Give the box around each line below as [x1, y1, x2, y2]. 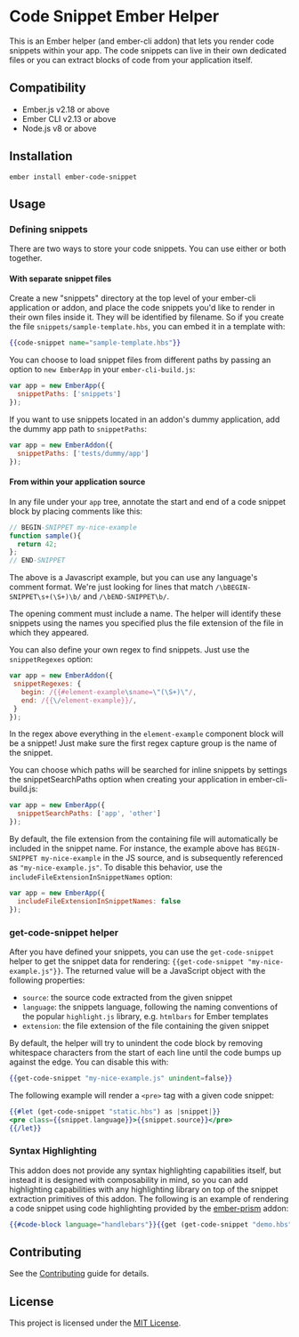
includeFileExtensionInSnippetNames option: [9, 871, 173, 882]
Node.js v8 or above [21, 123, 97, 134]
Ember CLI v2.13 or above [21, 113, 117, 124]
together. [9, 253, 43, 263]
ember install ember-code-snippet [9, 172, 138, 182]
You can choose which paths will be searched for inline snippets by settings [9, 765, 287, 775]
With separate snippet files [9, 273, 112, 284]
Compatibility [9, 80, 86, 95]
